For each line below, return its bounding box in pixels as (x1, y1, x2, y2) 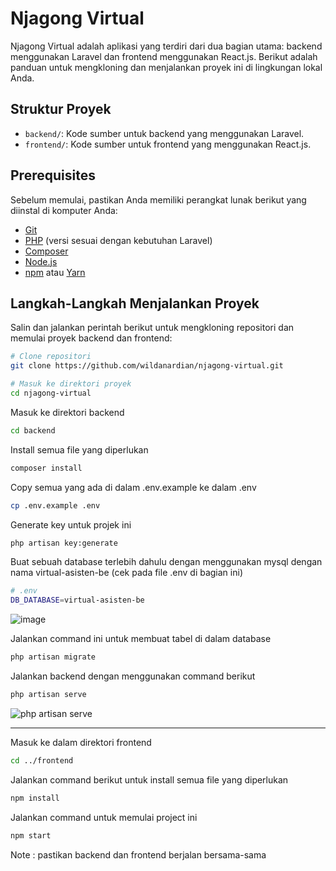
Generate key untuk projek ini (10, 518, 132, 531)
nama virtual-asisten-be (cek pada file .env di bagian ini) (10, 567, 243, 579)
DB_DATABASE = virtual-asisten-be (10, 595, 145, 606)
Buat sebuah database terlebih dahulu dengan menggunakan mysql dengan (10, 556, 323, 568)
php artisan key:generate (10, 538, 118, 548)
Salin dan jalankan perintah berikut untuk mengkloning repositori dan (10, 322, 295, 334)
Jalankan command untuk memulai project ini (10, 811, 198, 823)
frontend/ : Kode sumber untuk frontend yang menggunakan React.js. (24, 138, 312, 150)
